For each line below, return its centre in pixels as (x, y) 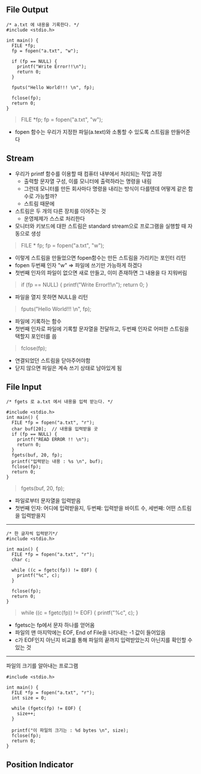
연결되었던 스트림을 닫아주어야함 (53, 360)
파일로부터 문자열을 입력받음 (48, 501)
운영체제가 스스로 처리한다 (54, 218)
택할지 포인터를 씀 (36, 336)
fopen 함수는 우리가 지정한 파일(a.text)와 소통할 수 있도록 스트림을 (92, 131)
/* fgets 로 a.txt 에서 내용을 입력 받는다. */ (60, 402)
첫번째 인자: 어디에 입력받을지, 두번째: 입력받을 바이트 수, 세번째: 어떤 (95, 508)
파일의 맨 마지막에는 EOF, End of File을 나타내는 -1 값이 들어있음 (90, 632)
